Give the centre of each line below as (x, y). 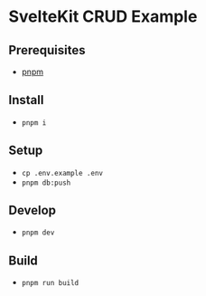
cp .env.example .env (62, 173)
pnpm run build (50, 283)
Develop (32, 210)
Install (26, 100)
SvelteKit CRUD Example (103, 17)
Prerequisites (47, 50)
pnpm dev (38, 233)
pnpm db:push (46, 183)
